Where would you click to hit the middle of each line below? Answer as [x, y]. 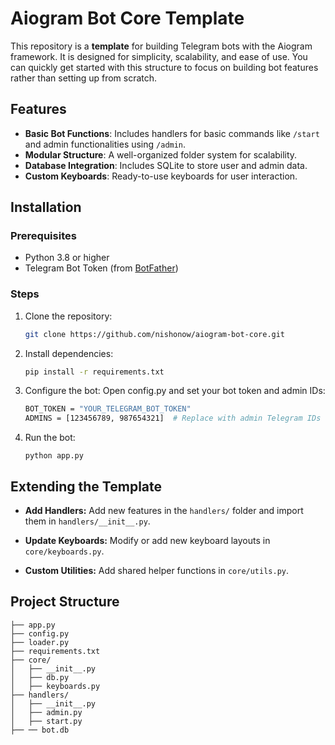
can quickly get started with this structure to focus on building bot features [164, 67]
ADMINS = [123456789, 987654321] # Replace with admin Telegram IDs [173, 418]
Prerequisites [43, 236]
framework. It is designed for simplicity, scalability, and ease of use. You [159, 56]
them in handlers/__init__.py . [87, 521]
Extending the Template [86, 486]
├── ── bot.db [40, 730]
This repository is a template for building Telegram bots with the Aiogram [161, 46]
